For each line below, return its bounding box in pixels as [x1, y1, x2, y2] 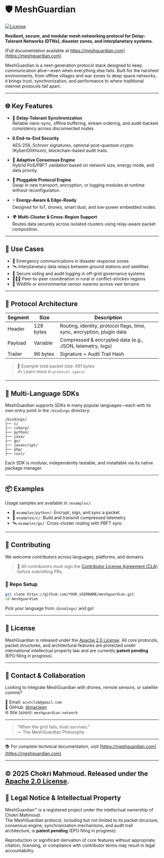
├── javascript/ [5, 443, 38, 448]
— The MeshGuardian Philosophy [17, 729, 84, 735]
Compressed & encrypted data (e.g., [60, 337, 143, 343]
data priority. [12, 167, 38, 173]
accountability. [5, 847, 35, 853]
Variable [34, 340, 53, 346]
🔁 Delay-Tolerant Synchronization [12, 115, 82, 121]
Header [7, 325, 25, 332]
